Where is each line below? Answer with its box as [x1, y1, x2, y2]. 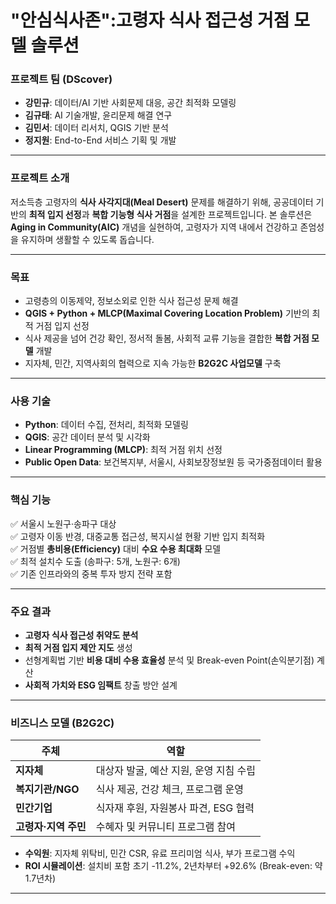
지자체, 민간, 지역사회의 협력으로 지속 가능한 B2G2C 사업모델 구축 [24, 357, 282, 370]
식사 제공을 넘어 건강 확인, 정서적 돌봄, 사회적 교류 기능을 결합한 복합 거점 [24, 332, 310, 345]
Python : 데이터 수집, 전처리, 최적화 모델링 [24, 419, 189, 431]
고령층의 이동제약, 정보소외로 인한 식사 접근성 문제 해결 [24, 295, 239, 307]
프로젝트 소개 [10, 171, 70, 185]
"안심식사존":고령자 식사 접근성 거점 [10, 9, 290, 32]
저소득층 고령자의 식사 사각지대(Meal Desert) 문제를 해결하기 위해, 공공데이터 [10, 196, 314, 208]
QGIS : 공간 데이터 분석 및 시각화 [24, 431, 151, 443]
